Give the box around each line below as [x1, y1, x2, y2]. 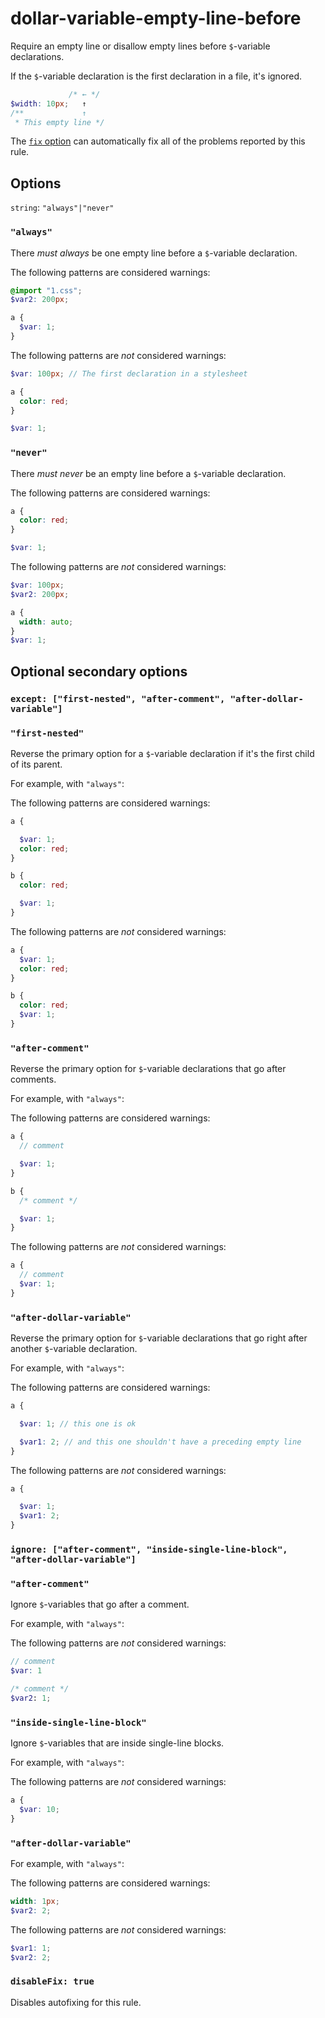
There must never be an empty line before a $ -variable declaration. [10, 467, 287, 479]
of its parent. [10, 758, 63, 770]
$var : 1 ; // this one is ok [19, 1418, 137, 1429]
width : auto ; [19, 617, 74, 627]
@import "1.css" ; [10, 285, 83, 296]
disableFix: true [10, 1976, 95, 1987]
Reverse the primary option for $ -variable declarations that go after [10, 1063, 287, 1075]
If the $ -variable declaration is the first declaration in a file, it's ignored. [10, 70, 303, 82]
